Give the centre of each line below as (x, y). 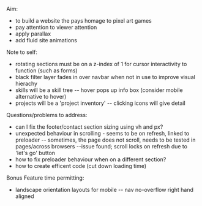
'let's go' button (35, 153)
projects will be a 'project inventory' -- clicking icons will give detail (100, 103)
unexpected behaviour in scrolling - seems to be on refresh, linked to (102, 133)
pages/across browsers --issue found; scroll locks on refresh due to (101, 146)
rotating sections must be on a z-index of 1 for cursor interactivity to (101, 64)
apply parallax (33, 34)
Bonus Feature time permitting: (45, 178)
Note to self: (22, 52)
